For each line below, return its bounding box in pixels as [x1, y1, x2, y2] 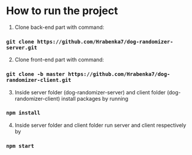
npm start [6, 143, 34, 149]
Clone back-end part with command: [14, 24, 105, 31]
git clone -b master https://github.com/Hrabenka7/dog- [6, 71, 170, 78]
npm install [6, 110, 41, 116]
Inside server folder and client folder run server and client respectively [14, 121, 187, 128]
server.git [6, 44, 37, 51]
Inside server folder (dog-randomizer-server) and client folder [14, 88, 166, 95]
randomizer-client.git [6, 77, 71, 84]
